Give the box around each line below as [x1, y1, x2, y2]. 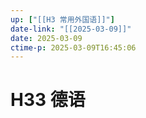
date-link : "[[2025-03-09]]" [10, 24, 132, 34]
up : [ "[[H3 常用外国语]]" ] [10, 14, 115, 25]
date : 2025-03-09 [10, 33, 83, 43]
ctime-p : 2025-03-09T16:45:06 [10, 42, 137, 53]
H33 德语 [10, 89, 86, 111]
